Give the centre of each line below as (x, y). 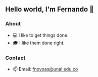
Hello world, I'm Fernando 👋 (50, 9)
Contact (15, 58)
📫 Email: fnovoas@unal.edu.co (45, 69)
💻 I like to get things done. (40, 35)
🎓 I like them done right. (38, 43)
